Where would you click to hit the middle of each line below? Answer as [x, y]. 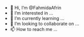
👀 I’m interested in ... [32, 13]
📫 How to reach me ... [34, 29]
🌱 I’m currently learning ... [37, 18]
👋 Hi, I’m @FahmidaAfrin [36, 8]
